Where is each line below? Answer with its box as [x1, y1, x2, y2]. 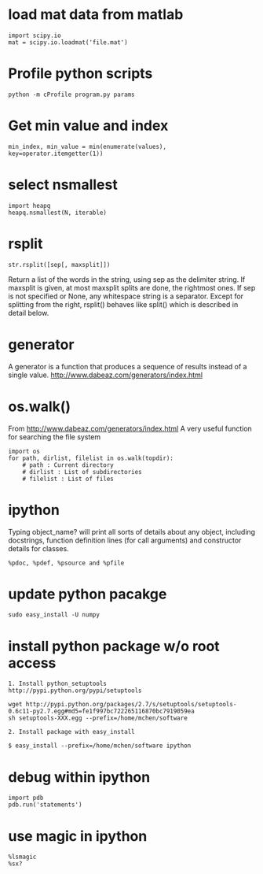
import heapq [8, 202, 51, 209]
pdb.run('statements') [8, 801, 82, 809]
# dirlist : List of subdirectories [22, 468, 143, 476]
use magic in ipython [8, 827, 148, 845]
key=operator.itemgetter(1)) [8, 150, 104, 157]
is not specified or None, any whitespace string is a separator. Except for [8, 291, 244, 301]
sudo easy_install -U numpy [8, 611, 100, 619]
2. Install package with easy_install [8, 728, 135, 736]
